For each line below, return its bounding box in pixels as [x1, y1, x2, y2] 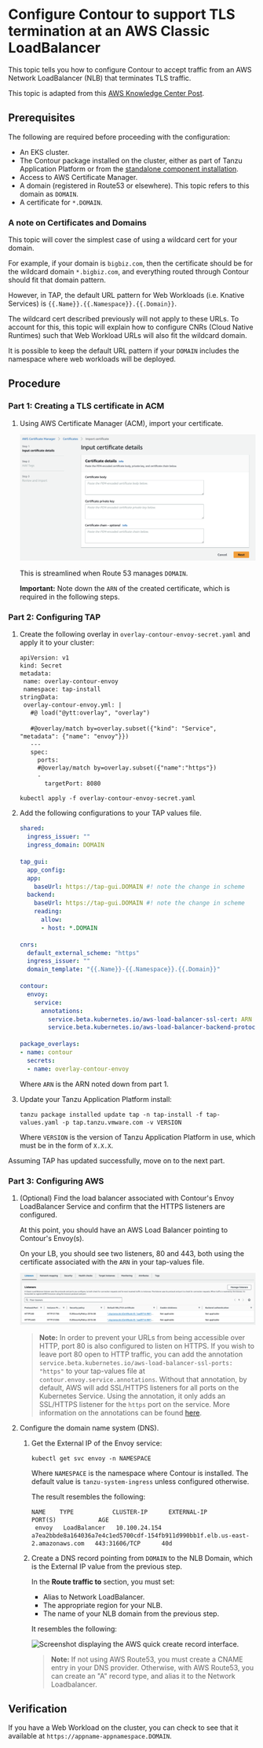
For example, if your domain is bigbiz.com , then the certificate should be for [8, 259, 254, 268]
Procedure [8, 377, 61, 391]
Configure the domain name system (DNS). [19, 1423, 159, 1432]
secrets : [27, 1056, 56, 1064]
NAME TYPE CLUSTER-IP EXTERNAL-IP [31, 1507, 208, 1516]
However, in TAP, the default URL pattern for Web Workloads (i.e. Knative [8, 291, 245, 300]
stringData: [19, 693, 59, 701]
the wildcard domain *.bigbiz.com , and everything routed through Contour [8, 267, 250, 277]
